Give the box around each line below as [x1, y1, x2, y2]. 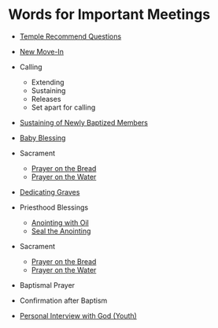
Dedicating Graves [19, 187, 80, 196]
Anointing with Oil [31, 218, 89, 227]
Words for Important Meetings [8, 6, 211, 24]
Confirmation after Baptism [19, 296, 108, 305]
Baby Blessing [19, 132, 66, 143]
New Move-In [19, 47, 65, 56]
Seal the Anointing [31, 226, 91, 236]
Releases [31, 94, 61, 103]
